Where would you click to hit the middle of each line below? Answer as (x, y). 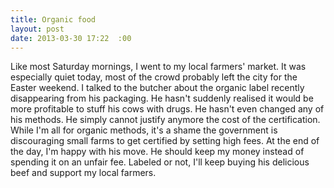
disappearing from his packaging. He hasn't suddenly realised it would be (162, 98)
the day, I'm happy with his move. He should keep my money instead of (157, 152)
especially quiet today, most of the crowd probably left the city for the (154, 77)
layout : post (37, 29)
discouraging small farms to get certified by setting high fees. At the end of (165, 141)
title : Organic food (53, 19)
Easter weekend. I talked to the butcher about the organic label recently (157, 88)
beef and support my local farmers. (83, 173)
